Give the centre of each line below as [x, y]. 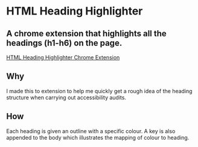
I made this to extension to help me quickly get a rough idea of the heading [99, 91]
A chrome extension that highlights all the [87, 34]
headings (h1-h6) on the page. [64, 43]
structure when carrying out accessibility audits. [66, 97]
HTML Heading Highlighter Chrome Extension [63, 57]
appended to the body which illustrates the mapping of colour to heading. [98, 137]
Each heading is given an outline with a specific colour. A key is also [91, 131]
